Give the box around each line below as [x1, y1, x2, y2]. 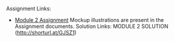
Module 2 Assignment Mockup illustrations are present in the [14, 17, 164, 23]
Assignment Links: [6, 5, 52, 12]
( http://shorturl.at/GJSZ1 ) [14, 29, 77, 36]
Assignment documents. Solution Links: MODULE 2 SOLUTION [14, 23, 169, 30]
